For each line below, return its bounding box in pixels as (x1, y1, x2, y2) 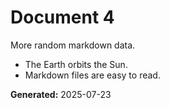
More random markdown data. (10, 39, 136, 51)
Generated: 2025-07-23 (10, 88, 112, 100)
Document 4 (10, 6, 115, 29)
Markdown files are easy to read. (24, 69, 161, 81)
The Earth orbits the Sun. (24, 58, 128, 70)
